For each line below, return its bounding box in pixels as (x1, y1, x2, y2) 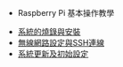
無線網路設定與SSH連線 (17, 38, 105, 48)
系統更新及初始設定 (17, 48, 89, 59)
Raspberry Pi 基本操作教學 (17, 8, 115, 18)
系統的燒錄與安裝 (17, 26, 81, 37)
